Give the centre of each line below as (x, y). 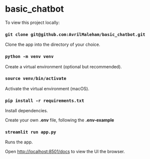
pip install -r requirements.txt (45, 100)
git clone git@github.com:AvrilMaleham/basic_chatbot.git (75, 34)
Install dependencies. (27, 111)
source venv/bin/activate (36, 79)
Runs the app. (19, 142)
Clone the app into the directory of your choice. (53, 44)
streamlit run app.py (31, 132)
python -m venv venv (29, 57)
